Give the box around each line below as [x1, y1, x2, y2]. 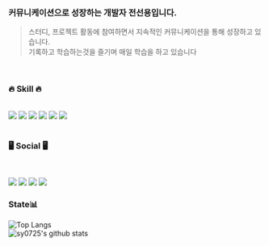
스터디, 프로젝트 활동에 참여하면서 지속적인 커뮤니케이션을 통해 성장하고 [27, 27, 253, 37]
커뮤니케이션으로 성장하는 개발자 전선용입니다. [8, 6, 178, 18]
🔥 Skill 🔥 [8, 83, 42, 94]
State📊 [8, 199, 39, 211]
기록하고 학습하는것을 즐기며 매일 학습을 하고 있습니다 [27, 47, 197, 57]
